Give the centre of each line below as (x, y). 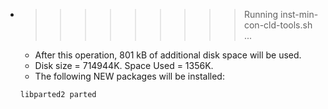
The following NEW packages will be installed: (129, 76)
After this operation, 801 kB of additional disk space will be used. (168, 55)
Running (261, 14)
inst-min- (299, 14)
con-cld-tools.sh (278, 25)
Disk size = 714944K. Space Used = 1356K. (124, 65)
